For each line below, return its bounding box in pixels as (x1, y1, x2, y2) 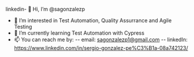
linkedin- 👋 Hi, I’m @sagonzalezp (5, 6, 86, 12)
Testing (13, 24, 33, 30)
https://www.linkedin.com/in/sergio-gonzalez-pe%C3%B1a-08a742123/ (13, 45, 188, 51)
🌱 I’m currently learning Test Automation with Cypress (13, 29, 145, 36)
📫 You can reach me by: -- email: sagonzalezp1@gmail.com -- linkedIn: (13, 36, 188, 43)
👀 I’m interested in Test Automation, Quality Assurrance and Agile (13, 17, 172, 24)
